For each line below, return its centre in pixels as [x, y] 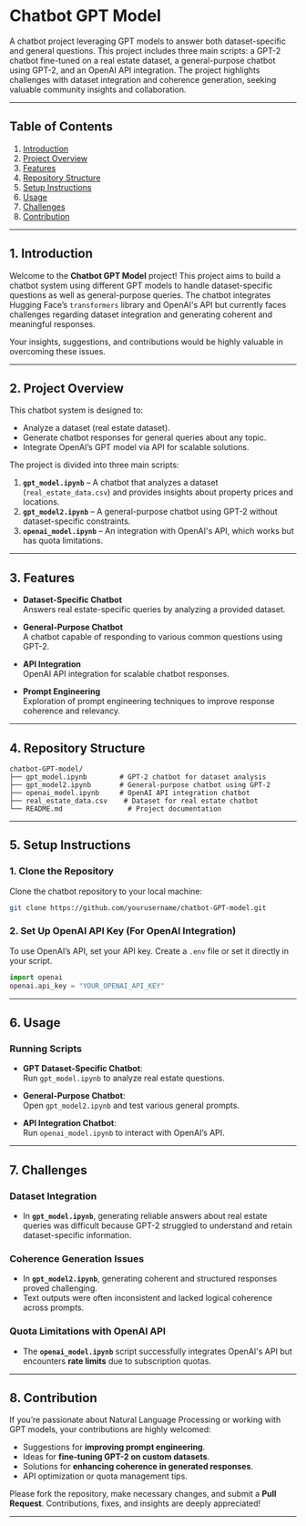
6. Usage [35, 1023]
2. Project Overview [67, 388]
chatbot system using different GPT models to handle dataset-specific [141, 285]
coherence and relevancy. [71, 711]
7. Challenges [49, 1170]
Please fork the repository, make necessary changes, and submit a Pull [143, 1494]
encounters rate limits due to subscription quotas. [117, 1361]
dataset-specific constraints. [76, 521]
